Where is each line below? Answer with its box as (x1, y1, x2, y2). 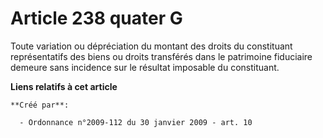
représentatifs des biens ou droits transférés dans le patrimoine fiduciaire (10, 50, 313, 62)
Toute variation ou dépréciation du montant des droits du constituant (10, 40, 293, 52)
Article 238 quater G (10, 7, 183, 30)
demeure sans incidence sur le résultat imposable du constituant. (10, 61, 280, 73)
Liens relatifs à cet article (10, 80, 118, 92)
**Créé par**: (10, 100, 70, 110)
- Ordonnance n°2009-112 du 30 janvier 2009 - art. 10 (19, 117, 253, 127)
